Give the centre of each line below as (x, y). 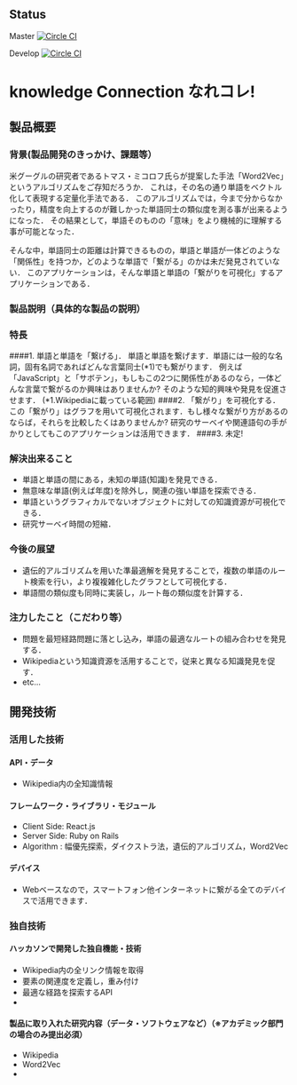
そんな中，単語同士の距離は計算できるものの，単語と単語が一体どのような (145, 250)
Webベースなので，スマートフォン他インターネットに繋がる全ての (142, 889)
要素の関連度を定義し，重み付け (80, 981)
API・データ (31, 762)
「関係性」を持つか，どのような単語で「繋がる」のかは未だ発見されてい (141, 261)
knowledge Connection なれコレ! (132, 91)
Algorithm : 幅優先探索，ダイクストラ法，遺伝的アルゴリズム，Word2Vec (155, 846)
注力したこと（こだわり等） (68, 618)
